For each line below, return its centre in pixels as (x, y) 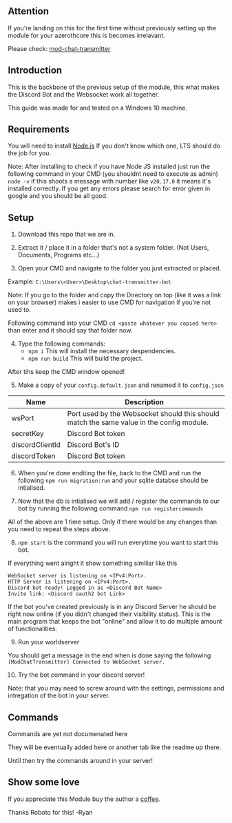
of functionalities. (33, 629)
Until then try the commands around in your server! (81, 761)
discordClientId (36, 445)
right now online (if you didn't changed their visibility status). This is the (109, 614)
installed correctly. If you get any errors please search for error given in (109, 188)
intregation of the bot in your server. (59, 695)
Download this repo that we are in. (66, 235)
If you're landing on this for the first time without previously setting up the (112, 28)
